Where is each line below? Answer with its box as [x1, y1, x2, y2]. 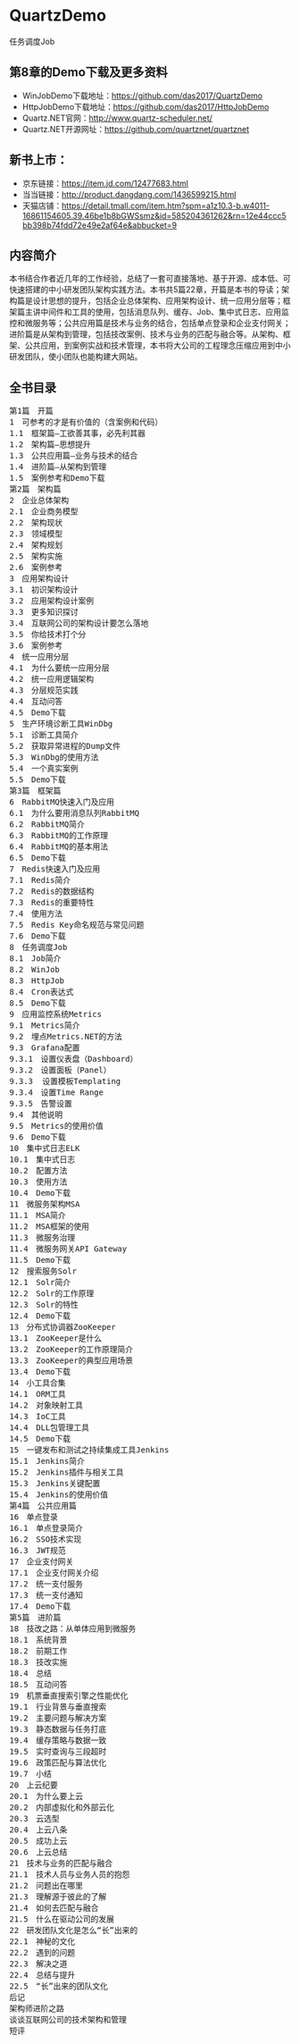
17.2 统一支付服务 [9, 1579, 83, 1589]
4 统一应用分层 [9, 652, 70, 662]
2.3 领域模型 [9, 529, 63, 539]
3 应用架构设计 [9, 574, 70, 584]
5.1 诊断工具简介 [9, 730, 79, 740]
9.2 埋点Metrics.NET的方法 [9, 1031, 123, 1042]
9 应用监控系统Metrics [9, 1009, 103, 1020]
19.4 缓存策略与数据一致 [9, 1736, 107, 1745]
